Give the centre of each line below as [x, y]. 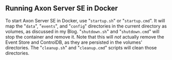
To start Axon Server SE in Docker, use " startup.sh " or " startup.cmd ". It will [85, 20]
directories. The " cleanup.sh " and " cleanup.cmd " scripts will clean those [81, 47]
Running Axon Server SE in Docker [62, 8]
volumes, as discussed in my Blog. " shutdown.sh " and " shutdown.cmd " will [82, 31]
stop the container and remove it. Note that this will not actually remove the [85, 37]
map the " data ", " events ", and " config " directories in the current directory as [86, 26]
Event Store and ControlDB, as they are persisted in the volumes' [74, 42]
